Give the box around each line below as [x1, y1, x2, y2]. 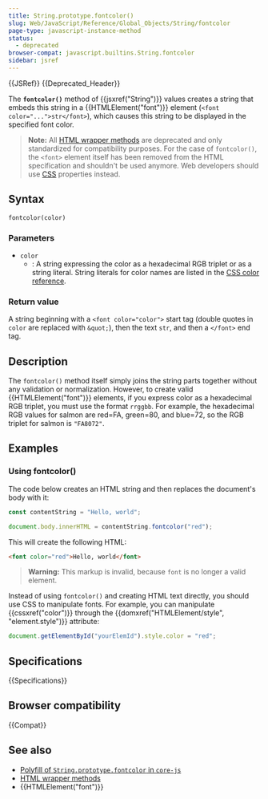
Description [8, 355, 68, 368]
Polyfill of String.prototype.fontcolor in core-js [19, 765, 182, 774]
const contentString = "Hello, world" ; [8, 508, 142, 516]
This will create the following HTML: [8, 537, 127, 546]
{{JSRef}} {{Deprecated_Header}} [8, 78, 121, 88]
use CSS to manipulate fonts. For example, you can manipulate [8, 599, 215, 610]
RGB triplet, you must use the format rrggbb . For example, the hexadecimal [8, 402, 254, 412]
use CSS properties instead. [27, 169, 121, 179]
